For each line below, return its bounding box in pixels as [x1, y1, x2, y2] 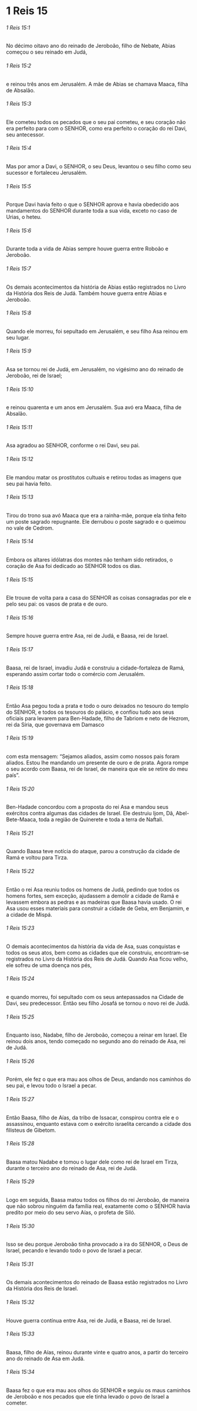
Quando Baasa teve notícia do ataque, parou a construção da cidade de [6, 848, 181, 855]
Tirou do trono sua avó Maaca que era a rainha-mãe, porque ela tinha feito [6, 512, 187, 519]
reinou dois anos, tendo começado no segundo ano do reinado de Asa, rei [6, 1038, 186, 1045]
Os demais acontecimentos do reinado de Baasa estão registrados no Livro [6, 1279, 188, 1286]
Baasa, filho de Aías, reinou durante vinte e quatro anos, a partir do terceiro [6, 1348, 189, 1356]
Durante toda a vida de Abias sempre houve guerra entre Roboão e [6, 245, 169, 252]
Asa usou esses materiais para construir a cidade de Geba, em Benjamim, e [6, 904, 189, 912]
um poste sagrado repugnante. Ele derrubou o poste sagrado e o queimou [6, 518, 186, 525]
